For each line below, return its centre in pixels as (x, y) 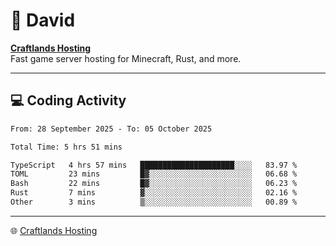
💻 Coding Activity (68, 100)
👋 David (43, 20)
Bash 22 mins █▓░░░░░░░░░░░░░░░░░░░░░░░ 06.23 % (154, 184)
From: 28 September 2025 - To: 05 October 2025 (111, 129)
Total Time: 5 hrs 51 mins (66, 147)
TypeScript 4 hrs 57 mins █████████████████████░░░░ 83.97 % (154, 165)
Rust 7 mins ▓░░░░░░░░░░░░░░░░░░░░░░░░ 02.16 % (154, 193)
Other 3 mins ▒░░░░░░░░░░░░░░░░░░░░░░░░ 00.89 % (154, 202)
